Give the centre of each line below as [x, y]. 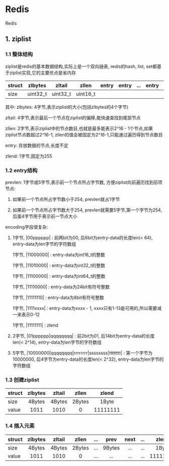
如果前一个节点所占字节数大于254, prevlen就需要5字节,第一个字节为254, [87, 210]
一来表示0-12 [26, 314]
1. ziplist [18, 39]
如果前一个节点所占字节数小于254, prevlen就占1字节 [66, 199]
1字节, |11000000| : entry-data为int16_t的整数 [59, 254]
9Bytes [111, 448]
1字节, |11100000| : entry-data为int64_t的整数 [59, 276]
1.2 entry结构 [21, 170]
